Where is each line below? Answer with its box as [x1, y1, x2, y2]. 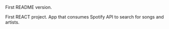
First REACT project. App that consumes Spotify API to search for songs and [5, 14, 164, 19]
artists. [5, 19, 20, 25]
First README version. [5, 4, 52, 10]
